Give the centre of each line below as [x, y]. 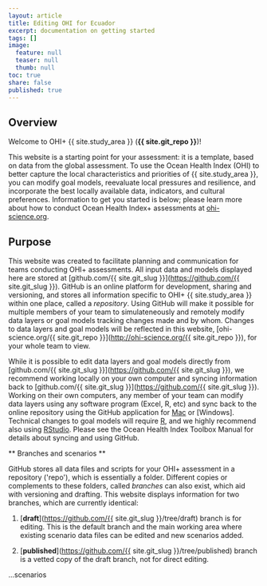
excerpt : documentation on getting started [82, 30]
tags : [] [23, 38]
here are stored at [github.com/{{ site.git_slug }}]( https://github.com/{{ [124, 278]
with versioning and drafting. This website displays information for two [124, 494]
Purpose [30, 242]
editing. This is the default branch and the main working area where [131, 527]
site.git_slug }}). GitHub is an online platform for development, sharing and [130, 286]
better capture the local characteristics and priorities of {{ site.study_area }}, [133, 174]
